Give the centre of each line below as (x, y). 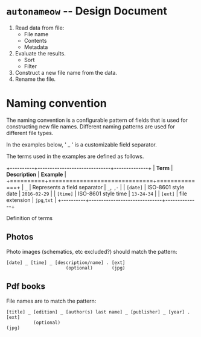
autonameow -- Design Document (87, 11)
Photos (20, 237)
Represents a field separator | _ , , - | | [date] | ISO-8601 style (108, 187)
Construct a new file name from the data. (66, 72)
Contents (35, 40)
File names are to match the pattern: (51, 301)
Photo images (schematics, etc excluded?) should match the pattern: (92, 251)
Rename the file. (35, 79)
